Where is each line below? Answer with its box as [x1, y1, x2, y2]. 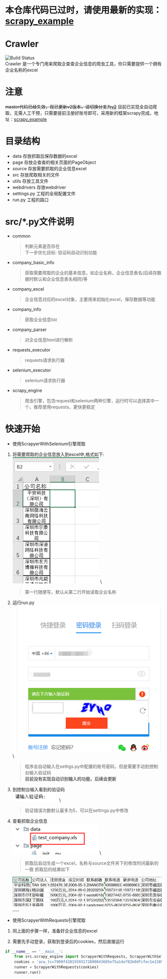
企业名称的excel [5, 67, 38, 73]
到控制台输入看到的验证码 [12, 787, 65, 793]
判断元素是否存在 [24, 243, 60, 249]
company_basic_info [12, 259, 55, 265]
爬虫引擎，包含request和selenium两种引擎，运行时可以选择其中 [24, 397, 155, 403]
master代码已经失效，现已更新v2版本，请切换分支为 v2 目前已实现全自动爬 [5, 104, 158, 110]
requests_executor [12, 346, 51, 352]
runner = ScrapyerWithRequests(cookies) [14, 965, 99, 970]
